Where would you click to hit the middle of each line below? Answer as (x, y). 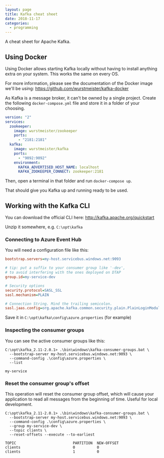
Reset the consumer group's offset (47, 383)
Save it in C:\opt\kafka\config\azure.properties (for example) (68, 318)
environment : (27, 162)
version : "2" (18, 117)
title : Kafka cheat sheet (31, 14)
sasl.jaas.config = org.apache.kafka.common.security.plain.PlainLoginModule (84, 308)
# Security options (25, 286)
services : (15, 122)
